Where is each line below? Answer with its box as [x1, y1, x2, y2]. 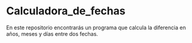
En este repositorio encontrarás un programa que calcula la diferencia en [6, 24, 187, 31]
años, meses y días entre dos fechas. [6, 30, 99, 37]
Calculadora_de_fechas [6, 4, 126, 18]
